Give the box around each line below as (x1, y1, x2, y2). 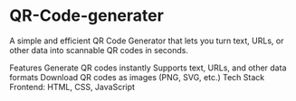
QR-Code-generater (9, 5, 165, 26)
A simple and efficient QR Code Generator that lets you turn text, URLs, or (9, 35, 284, 46)
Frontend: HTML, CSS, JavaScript (9, 81, 136, 92)
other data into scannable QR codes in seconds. (9, 44, 188, 55)
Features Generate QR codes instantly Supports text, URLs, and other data (9, 62, 287, 73)
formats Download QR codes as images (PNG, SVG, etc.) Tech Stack (9, 71, 265, 82)
